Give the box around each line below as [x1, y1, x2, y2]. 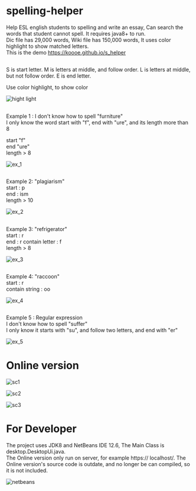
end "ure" [6, 143, 30, 150]
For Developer [6, 422, 77, 436]
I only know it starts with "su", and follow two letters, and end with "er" [6, 327, 178, 334]
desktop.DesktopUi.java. [6, 448, 66, 455]
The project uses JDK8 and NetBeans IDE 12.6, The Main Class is [6, 442, 165, 449]
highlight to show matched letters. [6, 43, 89, 50]
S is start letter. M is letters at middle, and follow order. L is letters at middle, [6, 66, 191, 73]
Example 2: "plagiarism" [6, 178, 65, 185]
